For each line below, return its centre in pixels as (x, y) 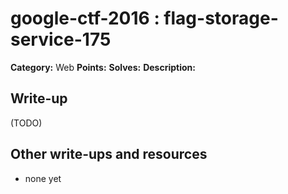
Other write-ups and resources (109, 154)
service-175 (61, 39)
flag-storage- (221, 18)
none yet (43, 178)
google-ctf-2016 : (85, 18)
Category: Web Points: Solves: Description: (103, 67)
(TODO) (26, 123)
